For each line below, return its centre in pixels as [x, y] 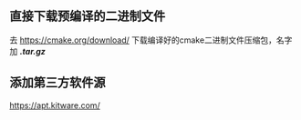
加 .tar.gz [27, 51]
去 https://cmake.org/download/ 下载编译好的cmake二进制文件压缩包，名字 [151, 40]
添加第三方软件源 [57, 83]
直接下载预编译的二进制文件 [88, 16]
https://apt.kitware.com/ [55, 105]
